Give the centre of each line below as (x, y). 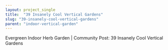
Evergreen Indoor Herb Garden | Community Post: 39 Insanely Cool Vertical (84, 38)
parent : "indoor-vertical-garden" (42, 24)
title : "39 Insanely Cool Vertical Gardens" (54, 14)
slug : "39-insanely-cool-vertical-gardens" (52, 19)
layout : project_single (30, 10)
